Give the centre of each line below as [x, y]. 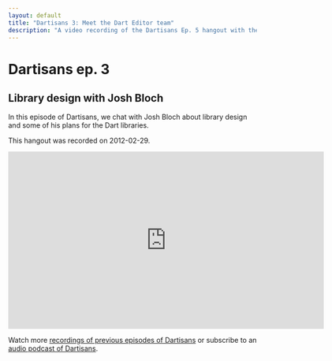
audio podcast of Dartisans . [53, 348]
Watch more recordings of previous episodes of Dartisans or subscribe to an [132, 341]
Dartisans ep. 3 [59, 69]
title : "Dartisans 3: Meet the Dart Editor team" [91, 23]
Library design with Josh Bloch [86, 98]
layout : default [35, 15]
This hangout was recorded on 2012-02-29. [79, 141]
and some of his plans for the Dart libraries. [78, 125]
